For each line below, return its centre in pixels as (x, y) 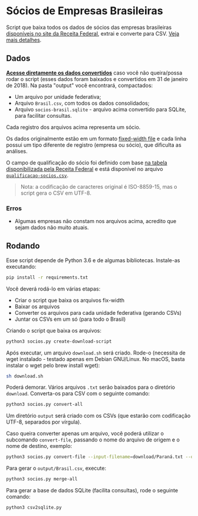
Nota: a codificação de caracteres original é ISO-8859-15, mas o (99, 186)
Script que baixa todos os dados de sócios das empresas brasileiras (89, 27)
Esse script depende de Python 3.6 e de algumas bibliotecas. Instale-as (93, 260)
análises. (17, 151)
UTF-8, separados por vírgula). (44, 422)
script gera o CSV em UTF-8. (56, 193)
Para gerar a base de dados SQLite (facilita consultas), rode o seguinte (92, 491)
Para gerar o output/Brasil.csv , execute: (56, 468)
